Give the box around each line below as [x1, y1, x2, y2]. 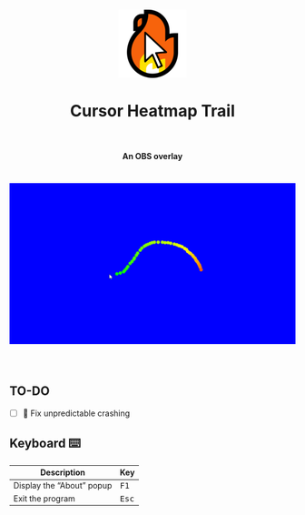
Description [40, 467, 86, 478]
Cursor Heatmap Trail [69, 101, 236, 122]
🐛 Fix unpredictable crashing [22, 408, 131, 419]
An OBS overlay [122, 150, 183, 161]
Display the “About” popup [13, 480, 113, 491]
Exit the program [13, 492, 75, 504]
